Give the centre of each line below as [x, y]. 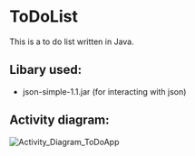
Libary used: [46, 70]
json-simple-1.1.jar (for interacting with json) [104, 91]
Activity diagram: [60, 120]
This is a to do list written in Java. [72, 41]
